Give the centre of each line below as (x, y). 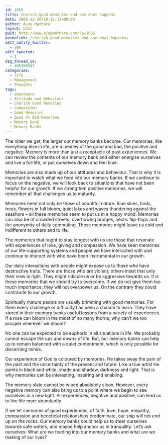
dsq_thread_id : (21, 61)
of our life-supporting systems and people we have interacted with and (78, 250)
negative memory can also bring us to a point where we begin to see (76, 390)
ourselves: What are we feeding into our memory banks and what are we (80, 432)
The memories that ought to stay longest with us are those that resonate (80, 240)
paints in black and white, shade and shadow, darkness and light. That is (80, 370)
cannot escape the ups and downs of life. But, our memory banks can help (82, 338)
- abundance (22, 94)
